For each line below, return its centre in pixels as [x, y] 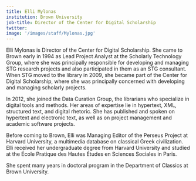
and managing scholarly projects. [46, 88]
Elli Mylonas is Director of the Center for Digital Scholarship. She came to [94, 50]
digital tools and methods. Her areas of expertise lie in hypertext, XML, [92, 105]
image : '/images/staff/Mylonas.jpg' [51, 33]
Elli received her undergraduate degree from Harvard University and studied [98, 148]
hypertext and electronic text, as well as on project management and [89, 118]
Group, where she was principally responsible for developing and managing [97, 63]
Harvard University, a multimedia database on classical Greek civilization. [95, 142]
